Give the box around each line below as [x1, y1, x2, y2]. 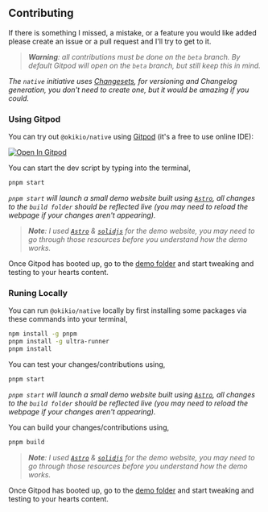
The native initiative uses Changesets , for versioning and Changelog [8, 76, 237, 85]
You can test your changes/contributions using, [8, 359, 166, 369]
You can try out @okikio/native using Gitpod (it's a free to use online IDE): [8, 132, 254, 142]
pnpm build [8, 438, 45, 446]
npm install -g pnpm [8, 330, 78, 338]
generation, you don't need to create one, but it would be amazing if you [8, 85, 249, 94]
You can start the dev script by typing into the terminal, [8, 163, 191, 173]
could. [8, 93, 30, 103]
